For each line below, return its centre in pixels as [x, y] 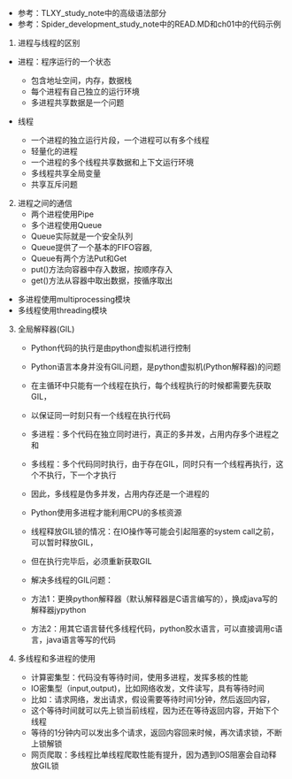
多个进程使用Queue [66, 225]
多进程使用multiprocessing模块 [74, 299]
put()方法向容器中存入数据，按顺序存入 [102, 269]
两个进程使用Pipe [62, 214]
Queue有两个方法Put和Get [79, 258]
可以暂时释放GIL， [64, 542]
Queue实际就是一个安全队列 [82, 236]
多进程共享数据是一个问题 [77, 103]
